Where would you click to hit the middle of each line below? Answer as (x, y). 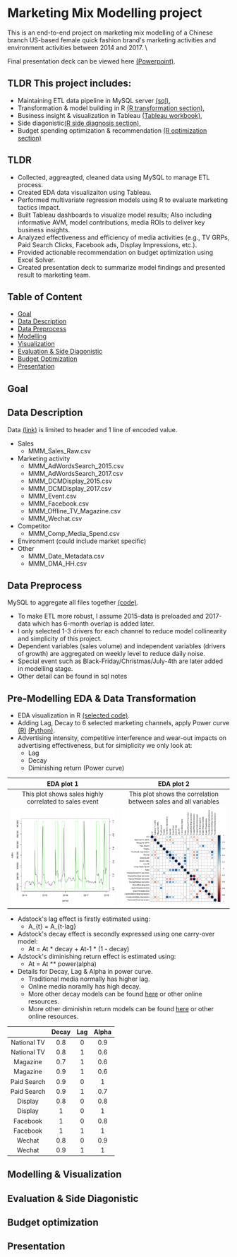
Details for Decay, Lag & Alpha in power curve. (85, 971)
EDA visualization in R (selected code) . (74, 715)
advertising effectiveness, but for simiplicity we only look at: (105, 746)
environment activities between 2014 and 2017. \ (78, 47)
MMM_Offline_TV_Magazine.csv (74, 511)
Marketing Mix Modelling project (105, 13)
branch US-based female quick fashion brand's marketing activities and (112, 40)
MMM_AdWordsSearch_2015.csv (76, 466)
